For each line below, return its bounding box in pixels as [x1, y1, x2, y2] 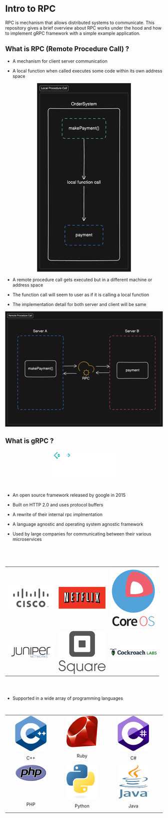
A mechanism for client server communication [12, 58, 107, 64]
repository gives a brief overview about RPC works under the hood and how [5, 25, 161, 31]
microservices [12, 536, 42, 542]
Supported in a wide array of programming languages [12, 695, 123, 701]
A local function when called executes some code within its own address [12, 68, 162, 74]
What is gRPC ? [5, 436, 54, 445]
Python [74, 802, 90, 809]
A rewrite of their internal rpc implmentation [12, 511, 102, 517]
